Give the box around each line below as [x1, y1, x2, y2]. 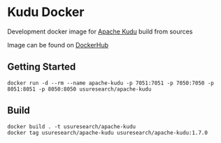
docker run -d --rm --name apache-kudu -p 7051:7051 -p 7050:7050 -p [7, 80, 215, 86]
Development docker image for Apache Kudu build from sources [7, 27, 193, 36]
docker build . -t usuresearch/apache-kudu [7, 123, 136, 130]
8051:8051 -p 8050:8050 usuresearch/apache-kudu [7, 85, 152, 93]
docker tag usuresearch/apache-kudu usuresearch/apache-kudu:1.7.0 [7, 129, 208, 136]
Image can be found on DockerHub [7, 40, 109, 49]
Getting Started [7, 61, 76, 73]
